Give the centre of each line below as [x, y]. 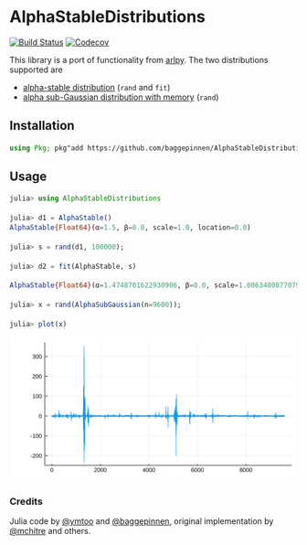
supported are [36, 69]
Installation [42, 126]
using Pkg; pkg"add [47, 148]
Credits [26, 501]
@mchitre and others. [50, 530]
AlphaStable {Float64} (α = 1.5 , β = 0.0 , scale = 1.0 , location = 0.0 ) [130, 228]
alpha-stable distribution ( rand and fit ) [96, 87]
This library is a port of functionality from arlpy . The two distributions [139, 59]
